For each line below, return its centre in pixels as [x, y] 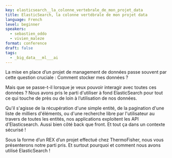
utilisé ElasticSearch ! [28, 151]
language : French [24, 19]
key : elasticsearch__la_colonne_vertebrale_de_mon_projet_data [74, 10]
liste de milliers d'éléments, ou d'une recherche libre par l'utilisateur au [80, 114]
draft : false [19, 48]
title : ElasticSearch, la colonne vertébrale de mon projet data [76, 15]
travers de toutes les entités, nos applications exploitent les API [72, 119]
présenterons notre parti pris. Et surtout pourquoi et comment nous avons [83, 145]
